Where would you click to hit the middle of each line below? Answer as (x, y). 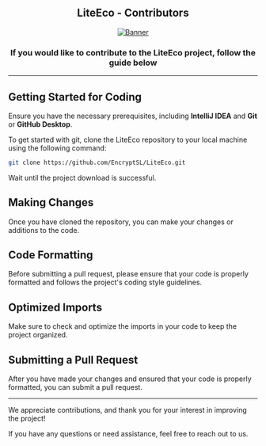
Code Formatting (51, 255)
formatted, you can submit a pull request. (75, 387)
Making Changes (51, 202)
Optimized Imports (55, 307)
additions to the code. (44, 230)
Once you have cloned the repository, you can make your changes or (121, 222)
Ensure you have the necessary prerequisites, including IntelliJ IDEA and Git (133, 116)
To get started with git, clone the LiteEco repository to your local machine (128, 139)
